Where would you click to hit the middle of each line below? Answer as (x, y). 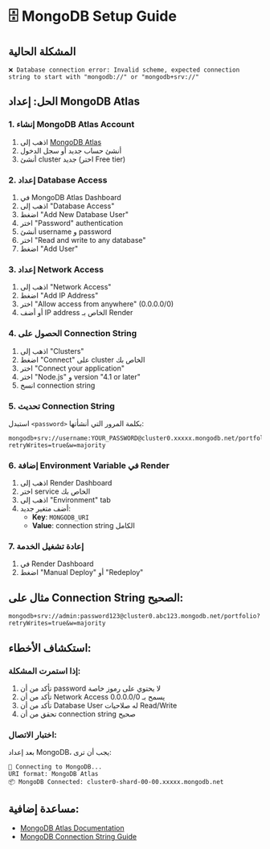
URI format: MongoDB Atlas (53, 774)
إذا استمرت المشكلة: (45, 671)
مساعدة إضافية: (44, 808)
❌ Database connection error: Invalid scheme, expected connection (124, 70)
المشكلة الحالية (42, 51)
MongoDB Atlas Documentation (72, 828)
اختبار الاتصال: (33, 735)
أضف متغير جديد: (45, 509)
